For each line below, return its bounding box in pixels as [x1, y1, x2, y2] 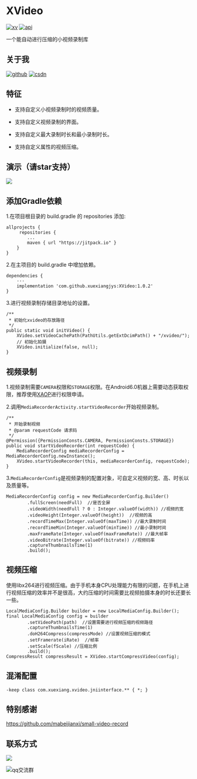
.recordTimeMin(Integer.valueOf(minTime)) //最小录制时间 [27, 525, 167, 530]
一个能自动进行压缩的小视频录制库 [6, 35, 89, 42]
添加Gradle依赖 [6, 196, 62, 206]
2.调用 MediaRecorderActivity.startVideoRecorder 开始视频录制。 [6, 404, 162, 410]
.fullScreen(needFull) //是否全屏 [27, 500, 110, 506]
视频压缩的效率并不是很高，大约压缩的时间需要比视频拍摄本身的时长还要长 [11, 589, 191, 596]
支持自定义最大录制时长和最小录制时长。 [14, 130, 113, 137]
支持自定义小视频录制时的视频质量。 [14, 106, 103, 113]
